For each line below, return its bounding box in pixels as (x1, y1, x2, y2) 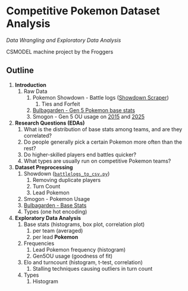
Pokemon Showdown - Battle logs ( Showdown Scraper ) (32, 94, 170, 101)
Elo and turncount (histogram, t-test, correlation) (23, 258, 143, 266)
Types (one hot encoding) (23, 208, 87, 215)
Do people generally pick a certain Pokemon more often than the (23, 138, 183, 145)
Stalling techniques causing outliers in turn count (32, 265, 153, 272)
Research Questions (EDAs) (14, 119, 85, 126)
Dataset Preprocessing (14, 163, 73, 171)
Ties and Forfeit (41, 100, 80, 107)
